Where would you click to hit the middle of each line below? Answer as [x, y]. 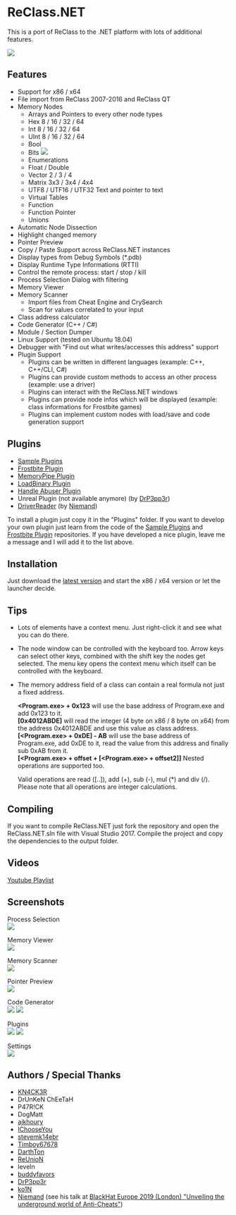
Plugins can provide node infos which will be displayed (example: [123, 399]
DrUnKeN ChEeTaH [45, 1099]
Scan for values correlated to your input [86, 309]
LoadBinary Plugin [44, 483]
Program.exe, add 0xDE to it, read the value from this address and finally [123, 743]
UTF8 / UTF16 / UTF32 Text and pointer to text [95, 189]
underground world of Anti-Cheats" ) [70, 1204]
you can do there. [43, 635]
